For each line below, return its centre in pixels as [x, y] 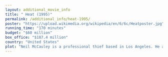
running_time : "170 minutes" [35, 28]
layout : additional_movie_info [38, 10]
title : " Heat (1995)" [29, 14]
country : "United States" [32, 42]
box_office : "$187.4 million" [37, 38]
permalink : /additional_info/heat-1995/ [48, 19]
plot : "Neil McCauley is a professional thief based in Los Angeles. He [82, 47]
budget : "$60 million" [29, 33]
